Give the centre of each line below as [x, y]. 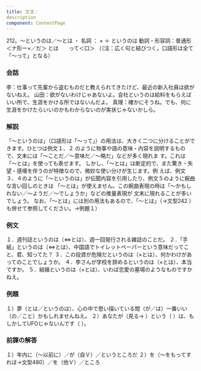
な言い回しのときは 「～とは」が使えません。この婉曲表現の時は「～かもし [99, 185]
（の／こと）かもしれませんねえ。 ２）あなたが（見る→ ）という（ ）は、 [97, 316]
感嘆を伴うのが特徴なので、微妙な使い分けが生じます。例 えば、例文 [101, 170]
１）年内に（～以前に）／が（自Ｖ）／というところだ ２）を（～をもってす [99, 354]
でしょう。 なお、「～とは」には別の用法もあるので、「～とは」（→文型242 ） [100, 201]
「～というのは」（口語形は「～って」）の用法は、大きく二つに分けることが [98, 140]
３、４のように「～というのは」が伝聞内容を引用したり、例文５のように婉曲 [101, 178]
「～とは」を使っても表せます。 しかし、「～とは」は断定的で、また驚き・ [97, 163]
